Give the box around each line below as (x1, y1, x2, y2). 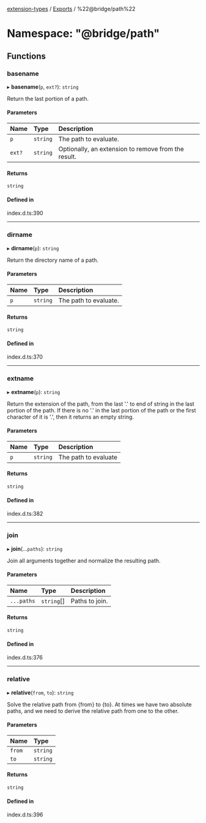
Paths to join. (70, 597, 108, 605)
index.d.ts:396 (7, 811, 43, 819)
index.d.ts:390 (7, 209, 43, 217)
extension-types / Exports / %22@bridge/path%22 (7, 6, 136, 12)
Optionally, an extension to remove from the (58, 145, 184, 154)
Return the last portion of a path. (7, 95, 89, 102)
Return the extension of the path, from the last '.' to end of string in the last (7, 400, 194, 408)
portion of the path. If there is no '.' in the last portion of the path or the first (7, 406, 196, 414)
